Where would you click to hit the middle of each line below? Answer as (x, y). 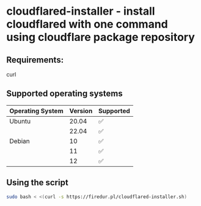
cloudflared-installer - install (81, 11)
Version (81, 111)
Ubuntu (20, 121)
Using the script (37, 182)
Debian (20, 141)
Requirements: (35, 60)
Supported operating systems (65, 94)
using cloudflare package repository (101, 37)
